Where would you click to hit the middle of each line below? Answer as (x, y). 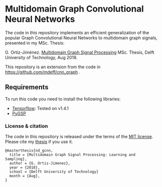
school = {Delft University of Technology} (54, 172)
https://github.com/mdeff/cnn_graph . (43, 72)
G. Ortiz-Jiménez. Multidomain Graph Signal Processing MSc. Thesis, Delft (80, 52)
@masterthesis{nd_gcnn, (29, 151)
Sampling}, (16, 159)
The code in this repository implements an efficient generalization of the (77, 32)
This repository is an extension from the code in (53, 67)
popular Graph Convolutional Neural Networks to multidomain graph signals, (81, 38)
